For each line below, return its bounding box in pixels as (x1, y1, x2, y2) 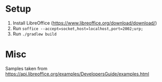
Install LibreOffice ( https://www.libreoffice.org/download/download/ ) (12, 20, 157, 26)
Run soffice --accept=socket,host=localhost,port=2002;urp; (12, 25, 144, 31)
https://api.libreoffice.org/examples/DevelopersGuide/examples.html (5, 71, 149, 77)
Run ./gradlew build (12, 31, 57, 37)
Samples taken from (5, 65, 47, 71)
